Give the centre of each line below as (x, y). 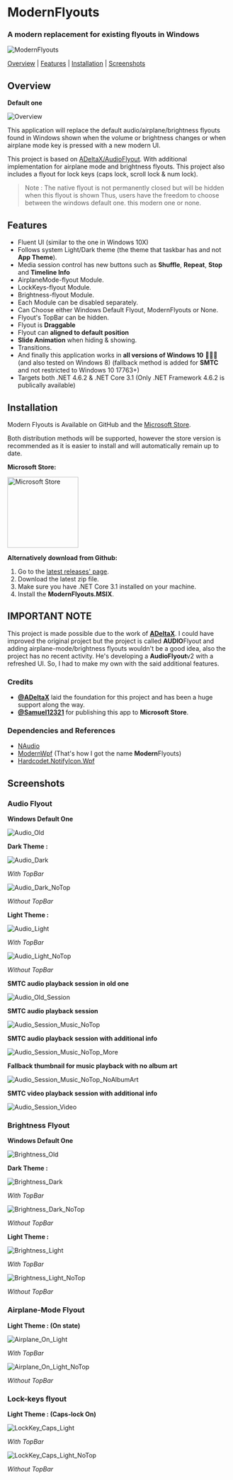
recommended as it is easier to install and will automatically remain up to (113, 445)
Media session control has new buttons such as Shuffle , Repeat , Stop (120, 265)
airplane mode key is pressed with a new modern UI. (84, 145)
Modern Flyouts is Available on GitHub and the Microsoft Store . (99, 424)
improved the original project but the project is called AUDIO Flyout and (111, 641)
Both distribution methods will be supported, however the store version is (114, 438)
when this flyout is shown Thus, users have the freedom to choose (122, 195)
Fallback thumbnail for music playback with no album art (92, 1066)
